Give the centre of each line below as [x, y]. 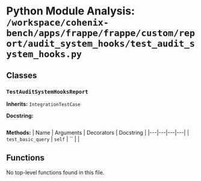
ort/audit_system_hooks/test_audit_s [101, 44]
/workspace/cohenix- [58, 23]
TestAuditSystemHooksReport [47, 92]
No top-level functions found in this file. [55, 172]
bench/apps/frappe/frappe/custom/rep [101, 33]
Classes [22, 75]
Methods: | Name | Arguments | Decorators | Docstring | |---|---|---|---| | [98, 132]
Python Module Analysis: [71, 11]
